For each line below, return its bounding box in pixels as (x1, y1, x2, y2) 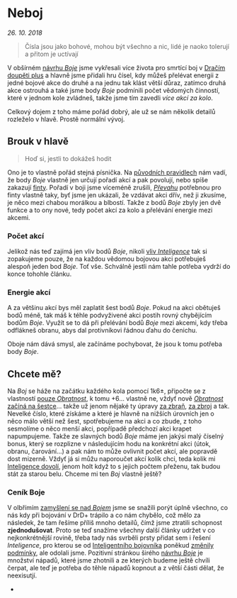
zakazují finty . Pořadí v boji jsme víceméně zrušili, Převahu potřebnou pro (7, 183, 221, 192)
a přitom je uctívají (24, 50, 79, 58)
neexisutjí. (7, 571, 37, 580)
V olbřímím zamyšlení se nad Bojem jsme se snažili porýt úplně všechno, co (7, 504, 229, 512)
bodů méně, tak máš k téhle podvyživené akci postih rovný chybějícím (7, 311, 212, 320)
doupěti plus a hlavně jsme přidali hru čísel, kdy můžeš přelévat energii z (7, 71, 219, 79)
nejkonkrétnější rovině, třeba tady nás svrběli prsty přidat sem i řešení (7, 533, 211, 542)
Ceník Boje (7, 487, 45, 497)
